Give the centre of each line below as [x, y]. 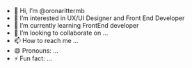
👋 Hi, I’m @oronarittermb [49, 11]
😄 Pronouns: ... [36, 51]
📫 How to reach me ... [46, 41]
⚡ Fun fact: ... [33, 58]
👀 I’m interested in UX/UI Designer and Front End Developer [99, 18]
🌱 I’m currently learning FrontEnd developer [76, 25]
